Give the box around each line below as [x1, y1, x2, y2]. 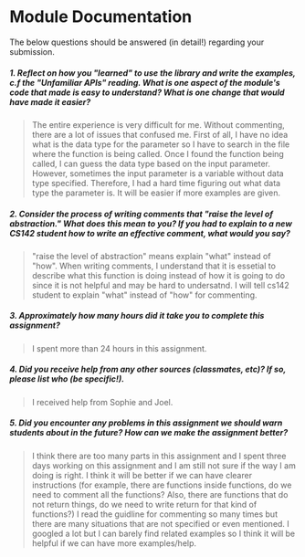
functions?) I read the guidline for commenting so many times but [31, 509, 279, 520]
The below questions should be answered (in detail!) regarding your [9, 37, 265, 47]
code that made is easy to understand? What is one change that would [9, 87, 285, 98]
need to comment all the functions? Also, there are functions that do [31, 489, 289, 499]
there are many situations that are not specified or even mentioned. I [31, 518, 289, 529]
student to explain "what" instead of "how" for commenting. [31, 289, 258, 300]
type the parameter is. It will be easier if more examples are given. [31, 187, 281, 198]
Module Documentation [9, 6, 193, 27]
